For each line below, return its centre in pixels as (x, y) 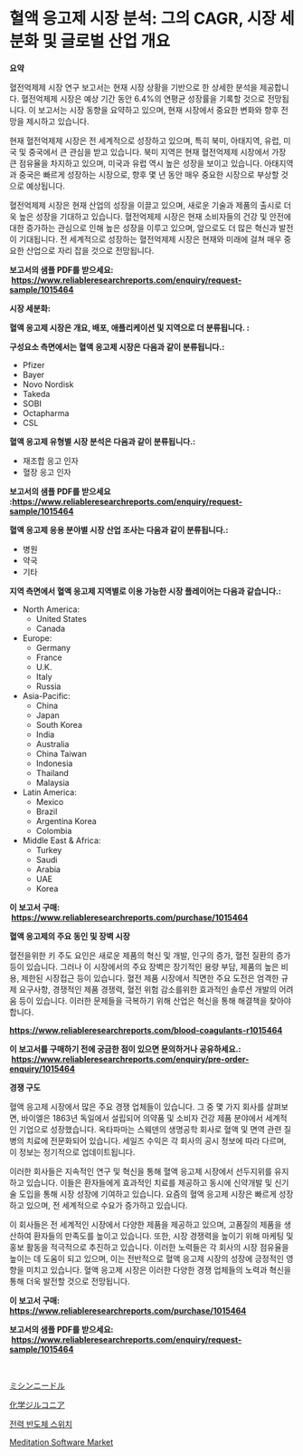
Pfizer (33, 364)
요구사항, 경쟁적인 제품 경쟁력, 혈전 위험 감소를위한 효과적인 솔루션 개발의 (148, 989)
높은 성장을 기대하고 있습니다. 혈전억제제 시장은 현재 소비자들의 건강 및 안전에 (155, 216)
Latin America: (49, 792)
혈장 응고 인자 (47, 471)
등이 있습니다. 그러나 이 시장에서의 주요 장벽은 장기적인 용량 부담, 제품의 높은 (144, 966)
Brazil (47, 811)
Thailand (52, 772)
